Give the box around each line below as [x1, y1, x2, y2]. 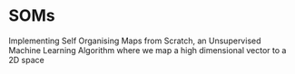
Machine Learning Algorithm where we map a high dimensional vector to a [8, 44, 287, 55]
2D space [8, 54, 44, 65]
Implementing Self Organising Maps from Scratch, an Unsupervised [8, 35, 261, 46]
